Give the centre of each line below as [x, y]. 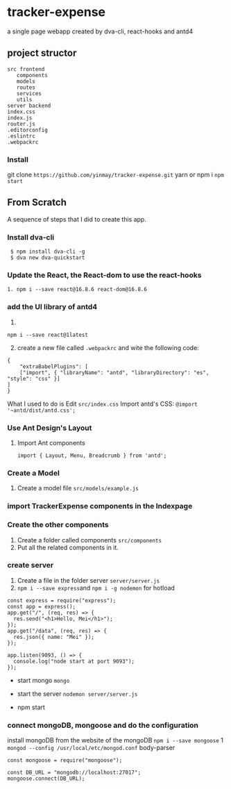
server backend [29, 106]
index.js [20, 118]
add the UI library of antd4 [52, 307]
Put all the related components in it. [68, 547]
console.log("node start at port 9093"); [74, 661]
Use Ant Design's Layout [50, 428]
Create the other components [58, 525]
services [29, 93]
